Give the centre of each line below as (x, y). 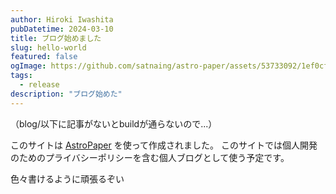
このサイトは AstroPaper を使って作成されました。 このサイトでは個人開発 (164, 145)
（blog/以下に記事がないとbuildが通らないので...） (114, 123)
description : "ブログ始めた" (66, 94)
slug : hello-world (48, 47)
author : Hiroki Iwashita (62, 19)
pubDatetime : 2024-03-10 (62, 29)
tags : (21, 76)
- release (39, 85)
